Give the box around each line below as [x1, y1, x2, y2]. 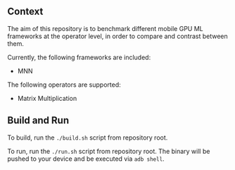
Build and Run [7, 114, 69, 126]
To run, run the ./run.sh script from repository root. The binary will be [7, 147, 210, 155]
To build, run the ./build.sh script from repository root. [7, 133, 168, 142]
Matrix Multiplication [17, 94, 77, 102]
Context [7, 6, 44, 18]
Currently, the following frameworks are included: [7, 53, 151, 61]
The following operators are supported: [7, 80, 121, 89]
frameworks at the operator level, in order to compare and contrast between [7, 32, 228, 40]
